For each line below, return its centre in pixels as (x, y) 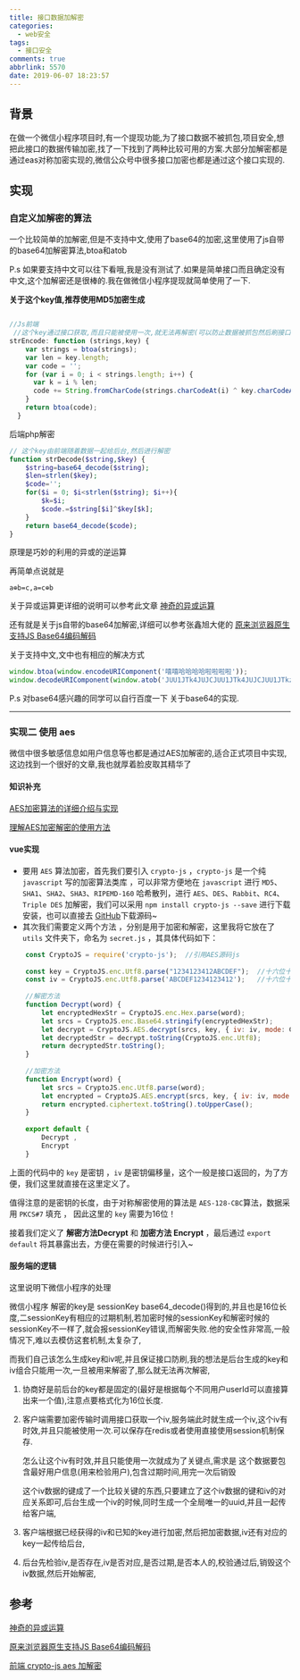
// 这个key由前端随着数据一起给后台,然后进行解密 (90, 451)
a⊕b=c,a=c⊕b (31, 588)
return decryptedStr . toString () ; (104, 1046)
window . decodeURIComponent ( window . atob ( (86, 680)
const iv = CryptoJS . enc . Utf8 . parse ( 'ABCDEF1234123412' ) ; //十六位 (155, 979)
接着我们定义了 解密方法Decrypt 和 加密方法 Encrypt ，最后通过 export (140, 1232)
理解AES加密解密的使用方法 (60, 827)
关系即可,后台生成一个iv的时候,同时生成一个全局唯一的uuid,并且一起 (154, 1501)
